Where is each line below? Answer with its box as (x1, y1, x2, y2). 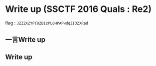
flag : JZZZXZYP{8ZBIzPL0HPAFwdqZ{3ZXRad (5, 20, 89, 26)
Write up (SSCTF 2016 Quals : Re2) (5, 3, 152, 15)
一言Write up (5, 36, 46, 44)
